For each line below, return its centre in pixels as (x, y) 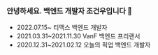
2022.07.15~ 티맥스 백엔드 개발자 (62, 28)
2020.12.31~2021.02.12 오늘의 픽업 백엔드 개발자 (84, 45)
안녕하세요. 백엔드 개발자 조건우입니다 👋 (70, 10)
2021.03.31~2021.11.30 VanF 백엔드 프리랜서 (78, 36)
